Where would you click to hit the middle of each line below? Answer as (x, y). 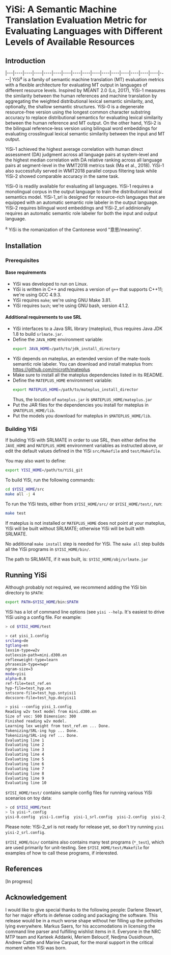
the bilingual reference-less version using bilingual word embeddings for (81, 128)
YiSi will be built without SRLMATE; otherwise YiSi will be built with (75, 528)
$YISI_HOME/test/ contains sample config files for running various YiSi (79, 793)
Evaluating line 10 (26, 783)
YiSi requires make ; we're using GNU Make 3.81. (62, 300)
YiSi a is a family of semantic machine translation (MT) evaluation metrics (88, 79)
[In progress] (19, 881)
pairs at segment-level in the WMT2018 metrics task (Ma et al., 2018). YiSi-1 (85, 165)
